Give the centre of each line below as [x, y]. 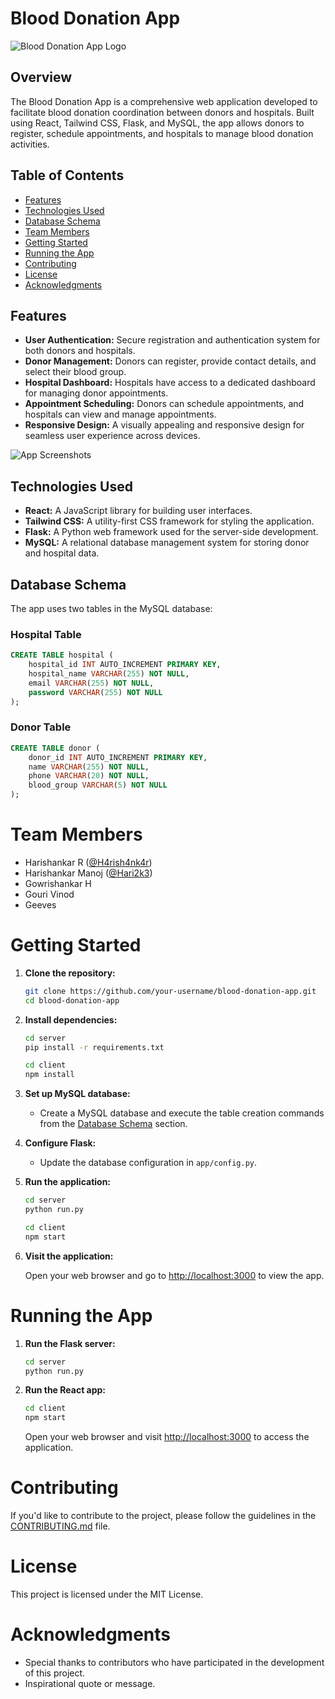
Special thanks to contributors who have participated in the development [174, 1662]
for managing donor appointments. [96, 393]
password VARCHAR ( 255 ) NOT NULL [95, 692]
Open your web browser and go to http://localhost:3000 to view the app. [174, 1275]
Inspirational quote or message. [90, 1683]
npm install [49, 1075]
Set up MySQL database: [77, 1094]
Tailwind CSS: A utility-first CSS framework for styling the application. [169, 521]
